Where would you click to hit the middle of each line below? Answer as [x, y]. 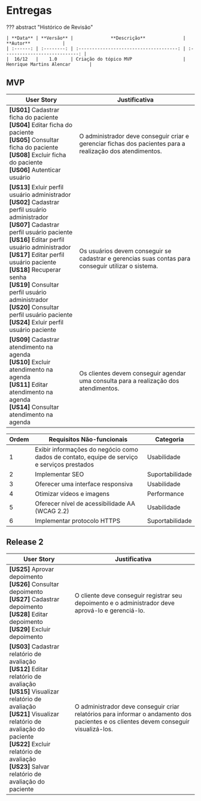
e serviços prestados [65, 464]
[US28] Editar [29, 614]
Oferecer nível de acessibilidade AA [85, 503]
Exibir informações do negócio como [87, 449]
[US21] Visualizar [34, 714]
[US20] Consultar [34, 307]
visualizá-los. [94, 729]
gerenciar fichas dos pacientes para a [132, 144]
